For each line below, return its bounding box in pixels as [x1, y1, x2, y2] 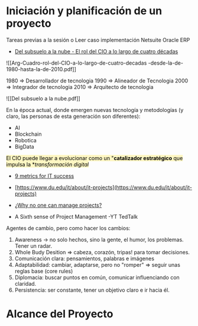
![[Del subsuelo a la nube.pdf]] [6, 95, 81, 102]
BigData [14, 143, 34, 150]
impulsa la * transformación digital [6, 161, 89, 168]
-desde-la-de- [148, 59, 183, 66]
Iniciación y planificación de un [6, 4, 163, 18]
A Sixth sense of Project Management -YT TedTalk [14, 213, 138, 220]
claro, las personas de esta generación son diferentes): [6, 113, 141, 120]
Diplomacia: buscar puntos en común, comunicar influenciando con [14, 274, 180, 281]
